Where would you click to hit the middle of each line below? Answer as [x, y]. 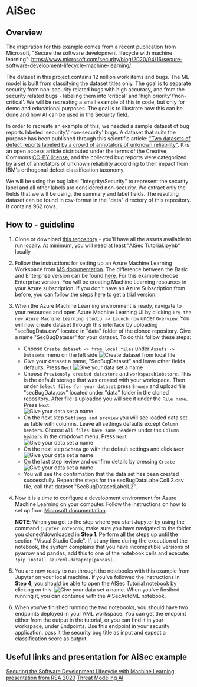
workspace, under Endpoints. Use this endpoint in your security [92, 626]
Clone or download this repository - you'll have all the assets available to [103, 239]
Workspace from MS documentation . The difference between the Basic [101, 269]
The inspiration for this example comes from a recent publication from [91, 47]
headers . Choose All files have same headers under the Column [101, 430]
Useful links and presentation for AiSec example [97, 657]
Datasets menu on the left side [60, 354]
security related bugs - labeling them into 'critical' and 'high [79, 96]
